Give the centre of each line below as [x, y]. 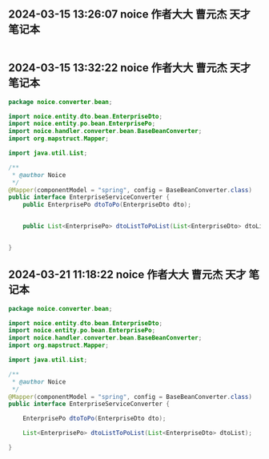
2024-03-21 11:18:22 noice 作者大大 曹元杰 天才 [127, 275]
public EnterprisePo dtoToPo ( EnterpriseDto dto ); [107, 205]
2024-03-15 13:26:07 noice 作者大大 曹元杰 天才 [129, 14]
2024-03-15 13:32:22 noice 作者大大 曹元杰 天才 [130, 68]
